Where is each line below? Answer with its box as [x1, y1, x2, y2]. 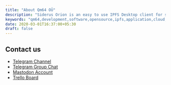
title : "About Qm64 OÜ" [5, 7, 56, 13]
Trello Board [12, 74, 39, 80]
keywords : [5, 17, 26, 22]
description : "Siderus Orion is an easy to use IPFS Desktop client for [5, 12, 163, 17]
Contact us [5, 45, 41, 54]
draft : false [5, 26, 33, 31]
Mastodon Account [12, 69, 53, 75]
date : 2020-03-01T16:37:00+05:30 [5, 21, 76, 27]
